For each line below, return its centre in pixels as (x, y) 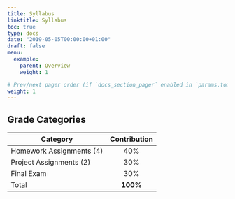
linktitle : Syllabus (37, 20)
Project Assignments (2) (51, 163)
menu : (15, 53)
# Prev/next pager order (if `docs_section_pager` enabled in (100, 84)
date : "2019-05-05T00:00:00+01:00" (59, 40)
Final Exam (29, 174)
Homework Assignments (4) (57, 151)
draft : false (26, 46)
